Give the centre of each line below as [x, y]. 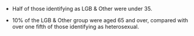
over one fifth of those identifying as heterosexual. [75, 27]
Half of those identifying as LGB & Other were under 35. [82, 9]
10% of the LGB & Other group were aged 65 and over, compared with [100, 20]
